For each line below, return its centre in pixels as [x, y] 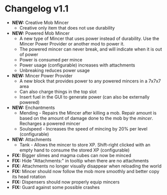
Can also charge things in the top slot [58, 91]
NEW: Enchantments [33, 107]
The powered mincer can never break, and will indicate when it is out [91, 49]
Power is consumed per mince [51, 59]
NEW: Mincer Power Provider [42, 75]
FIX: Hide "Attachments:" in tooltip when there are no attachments [80, 160]
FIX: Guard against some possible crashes [56, 187]
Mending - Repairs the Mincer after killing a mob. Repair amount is [88, 112]
